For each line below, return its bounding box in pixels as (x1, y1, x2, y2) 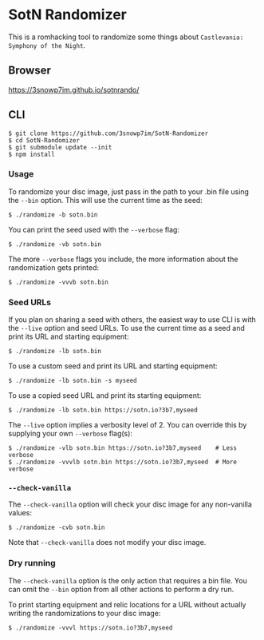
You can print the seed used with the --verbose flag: (8, 225, 179, 234)
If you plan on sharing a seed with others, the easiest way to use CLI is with (8, 315, 257, 324)
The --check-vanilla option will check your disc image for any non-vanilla (8, 499, 253, 509)
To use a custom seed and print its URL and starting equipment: (8, 361, 218, 371)
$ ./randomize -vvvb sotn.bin (8, 278, 109, 286)
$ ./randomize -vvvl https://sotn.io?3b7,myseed (8, 623, 173, 632)
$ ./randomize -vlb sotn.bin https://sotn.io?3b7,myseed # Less (8, 444, 238, 452)
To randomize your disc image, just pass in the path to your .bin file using (8, 186, 250, 197)
